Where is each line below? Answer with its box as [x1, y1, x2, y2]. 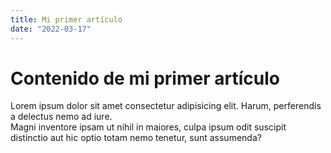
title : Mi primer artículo [10, 14, 123, 25]
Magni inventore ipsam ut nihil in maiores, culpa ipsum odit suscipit [10, 121, 287, 133]
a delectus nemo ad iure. [10, 111, 113, 123]
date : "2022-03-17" [10, 24, 92, 34]
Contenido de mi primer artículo [10, 67, 280, 90]
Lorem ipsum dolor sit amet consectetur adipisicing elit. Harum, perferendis [10, 100, 322, 112]
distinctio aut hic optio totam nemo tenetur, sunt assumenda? [10, 132, 262, 144]
